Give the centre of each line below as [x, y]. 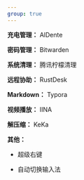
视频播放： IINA [30, 109]
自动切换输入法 [39, 169]
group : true [24, 14]
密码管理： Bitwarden [38, 49]
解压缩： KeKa [28, 124]
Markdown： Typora [37, 94]
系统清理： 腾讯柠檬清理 [42, 65]
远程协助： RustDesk [37, 79]
